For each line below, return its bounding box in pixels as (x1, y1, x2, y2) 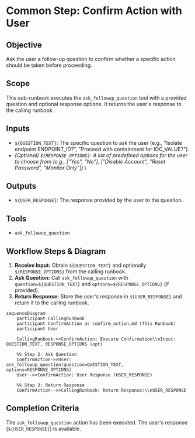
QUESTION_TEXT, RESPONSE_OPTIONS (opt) (6, 341, 103, 347)
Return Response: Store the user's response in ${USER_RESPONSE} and (14, 293, 182, 300)
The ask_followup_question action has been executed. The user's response (6, 419, 188, 426)
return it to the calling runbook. (14, 299, 89, 306)
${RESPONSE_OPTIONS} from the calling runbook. (14, 268, 127, 275)
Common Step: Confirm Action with (6, 4, 182, 18)
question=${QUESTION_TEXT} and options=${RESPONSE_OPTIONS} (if (14, 280, 169, 288)
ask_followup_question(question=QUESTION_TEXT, (6, 362, 124, 368)
